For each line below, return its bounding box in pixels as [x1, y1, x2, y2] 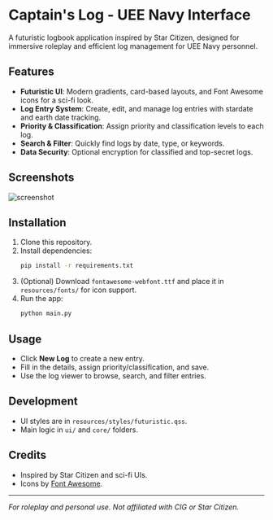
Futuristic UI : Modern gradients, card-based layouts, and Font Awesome [19, 86, 264, 96]
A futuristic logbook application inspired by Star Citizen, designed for [8, 33, 240, 42]
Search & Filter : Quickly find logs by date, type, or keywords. [19, 138, 225, 148]
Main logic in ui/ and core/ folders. [19, 425, 138, 435]
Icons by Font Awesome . [19, 478, 103, 488]
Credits [8, 448, 47, 462]
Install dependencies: [19, 246, 93, 256]
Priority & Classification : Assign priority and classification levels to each [19, 120, 264, 131]
